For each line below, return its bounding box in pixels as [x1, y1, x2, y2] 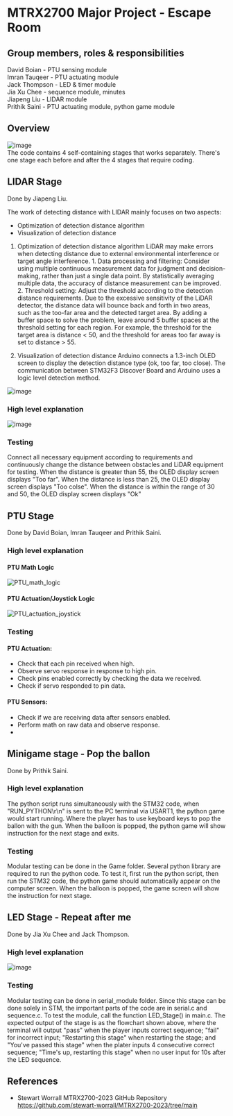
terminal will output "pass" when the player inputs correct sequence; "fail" [7, 1026, 220, 1034]
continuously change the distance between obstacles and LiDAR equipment [7, 460, 224, 469]
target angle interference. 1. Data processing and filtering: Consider [17, 257, 210, 265]
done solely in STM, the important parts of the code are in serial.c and [7, 1004, 207, 1012]
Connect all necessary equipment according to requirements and [7, 453, 193, 462]
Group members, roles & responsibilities [7, 47, 185, 59]
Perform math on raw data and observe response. [17, 720, 160, 729]
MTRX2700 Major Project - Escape [7, 5, 212, 21]
